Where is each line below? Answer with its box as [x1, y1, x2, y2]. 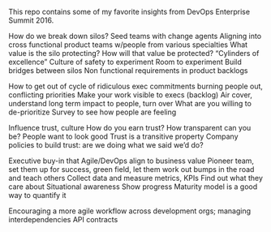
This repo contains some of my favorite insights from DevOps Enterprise [8, 7, 250, 16]
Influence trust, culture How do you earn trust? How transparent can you [8, 123, 252, 132]
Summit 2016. [8, 15, 54, 25]
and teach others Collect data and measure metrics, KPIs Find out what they [8, 174, 264, 183]
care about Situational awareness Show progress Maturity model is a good [8, 182, 258, 191]
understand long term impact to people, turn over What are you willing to [8, 99, 252, 108]
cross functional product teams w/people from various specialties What [8, 40, 248, 49]
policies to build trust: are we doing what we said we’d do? [8, 140, 204, 149]
